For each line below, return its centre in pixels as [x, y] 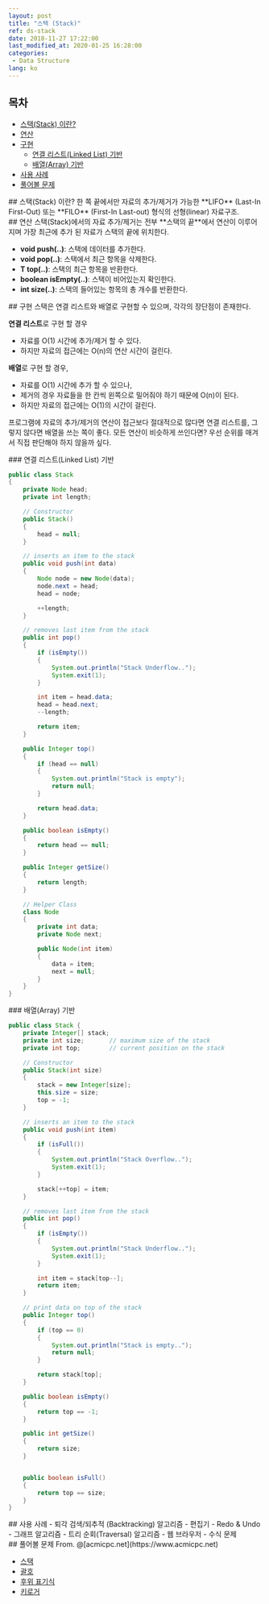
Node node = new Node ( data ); [86, 579]
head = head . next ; [68, 705]
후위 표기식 [37, 1581]
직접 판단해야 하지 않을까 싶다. [64, 442]
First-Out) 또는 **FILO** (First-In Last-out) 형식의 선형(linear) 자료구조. [124, 211]
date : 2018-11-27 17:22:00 [54, 38]
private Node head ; [56, 490]
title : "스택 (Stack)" [45, 23]
